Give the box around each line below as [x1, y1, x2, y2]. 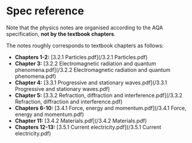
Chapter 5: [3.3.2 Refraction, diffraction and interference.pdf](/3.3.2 [14, 92, 183, 99]
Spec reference [6, 4, 85, 18]
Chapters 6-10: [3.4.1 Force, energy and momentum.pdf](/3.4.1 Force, [14, 104, 187, 111]
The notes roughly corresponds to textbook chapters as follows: [6, 42, 164, 49]
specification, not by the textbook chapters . [6, 30, 116, 37]
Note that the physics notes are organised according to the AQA [6, 24, 163, 31]
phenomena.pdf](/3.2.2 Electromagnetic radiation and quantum [14, 66, 171, 73]
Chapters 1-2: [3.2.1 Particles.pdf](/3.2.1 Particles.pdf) [14, 53, 148, 60]
